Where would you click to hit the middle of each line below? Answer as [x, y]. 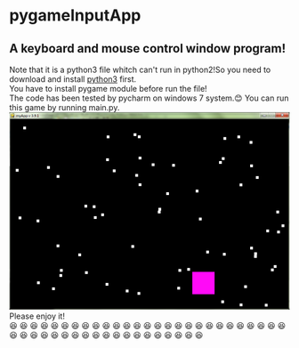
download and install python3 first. [73, 79]
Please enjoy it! [37, 316]
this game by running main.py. [65, 107]
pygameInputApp [75, 16]
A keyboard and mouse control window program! [148, 49]
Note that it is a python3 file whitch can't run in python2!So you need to [140, 69]
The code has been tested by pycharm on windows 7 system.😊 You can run [149, 98]
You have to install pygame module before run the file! [108, 89]
